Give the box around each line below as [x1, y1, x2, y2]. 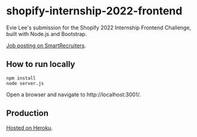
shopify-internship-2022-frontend [6, 4, 183, 18]
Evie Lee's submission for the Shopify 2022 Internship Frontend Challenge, [6, 24, 192, 31]
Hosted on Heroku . [6, 124, 53, 131]
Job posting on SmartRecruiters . [6, 42, 87, 49]
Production [6, 108, 49, 118]
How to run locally [6, 59, 75, 69]
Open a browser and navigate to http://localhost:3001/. [6, 91, 141, 98]
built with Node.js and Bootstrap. [6, 30, 87, 37]
